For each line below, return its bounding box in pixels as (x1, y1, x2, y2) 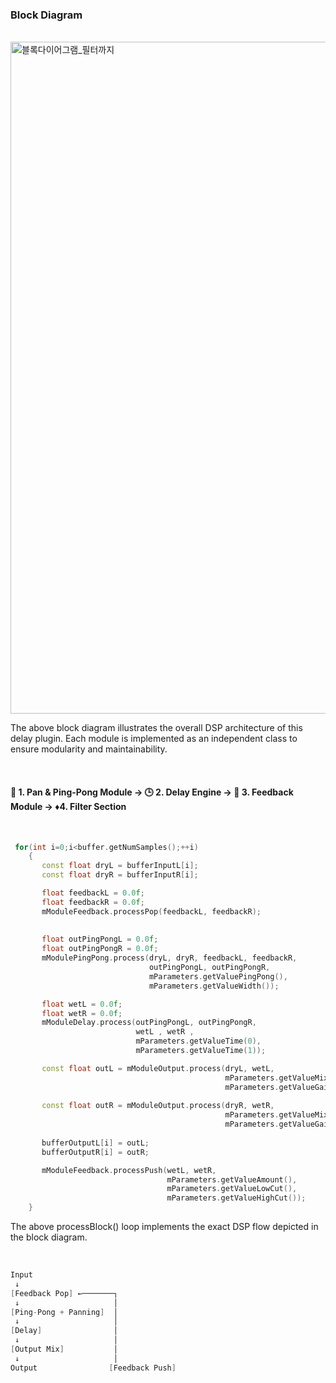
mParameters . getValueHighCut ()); (166, 1193, 307, 1203)
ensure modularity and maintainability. (10, 743, 168, 755)
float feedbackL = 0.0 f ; (41, 888, 145, 898)
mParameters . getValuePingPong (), (148, 971, 288, 982)
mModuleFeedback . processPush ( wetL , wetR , (41, 1165, 217, 1175)
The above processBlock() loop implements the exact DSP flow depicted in (10, 1221, 319, 1232)
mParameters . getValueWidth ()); (148, 981, 280, 991)
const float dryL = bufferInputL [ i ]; (41, 861, 199, 871)
